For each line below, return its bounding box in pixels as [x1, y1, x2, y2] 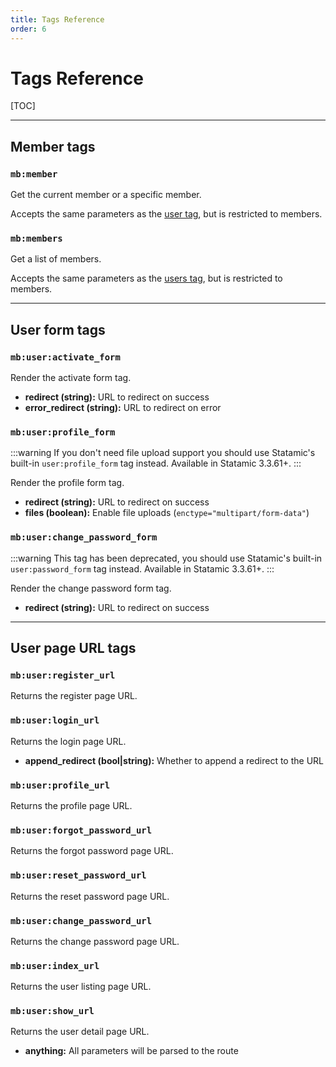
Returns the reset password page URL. [10, 890, 170, 902]
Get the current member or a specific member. [10, 189, 202, 201]
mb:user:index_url [10, 960, 100, 971]
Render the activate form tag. [10, 372, 132, 384]
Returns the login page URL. [10, 735, 127, 747]
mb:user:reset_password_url [10, 870, 147, 881]
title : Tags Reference [10, 14, 105, 25]
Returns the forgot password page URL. [10, 845, 174, 857]
